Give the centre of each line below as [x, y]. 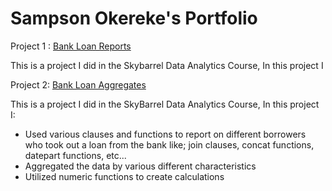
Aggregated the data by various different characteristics [140, 166]
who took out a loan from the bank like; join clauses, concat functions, [169, 144]
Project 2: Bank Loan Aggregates [78, 84]
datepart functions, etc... [75, 155]
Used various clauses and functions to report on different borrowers [165, 134]
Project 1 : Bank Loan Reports [71, 46]
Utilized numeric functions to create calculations [124, 176]
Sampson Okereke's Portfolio [134, 18]
